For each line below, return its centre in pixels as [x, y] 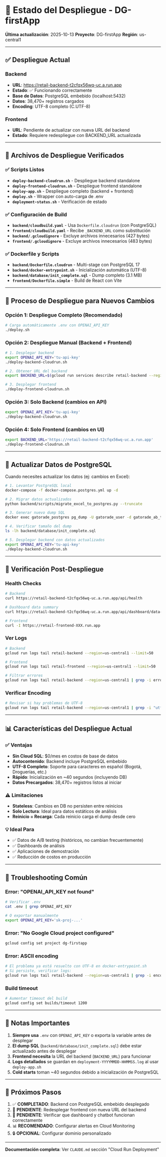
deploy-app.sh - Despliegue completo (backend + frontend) [73, 191]
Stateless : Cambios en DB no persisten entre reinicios [67, 806]
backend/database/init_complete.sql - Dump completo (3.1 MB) [77, 275]
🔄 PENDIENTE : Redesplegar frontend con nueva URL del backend [79, 1110]
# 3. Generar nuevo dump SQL [35, 513]
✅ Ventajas [19, 745]
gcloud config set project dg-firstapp [46, 943]
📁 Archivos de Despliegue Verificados [65, 156]
